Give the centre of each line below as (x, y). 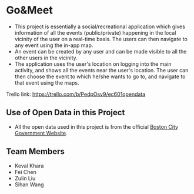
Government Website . (41, 133)
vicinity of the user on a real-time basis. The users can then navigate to (101, 39)
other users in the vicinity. (46, 58)
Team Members (35, 151)
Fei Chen (25, 172)
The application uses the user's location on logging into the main (93, 64)
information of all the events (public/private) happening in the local (95, 32)
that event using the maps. (47, 82)
